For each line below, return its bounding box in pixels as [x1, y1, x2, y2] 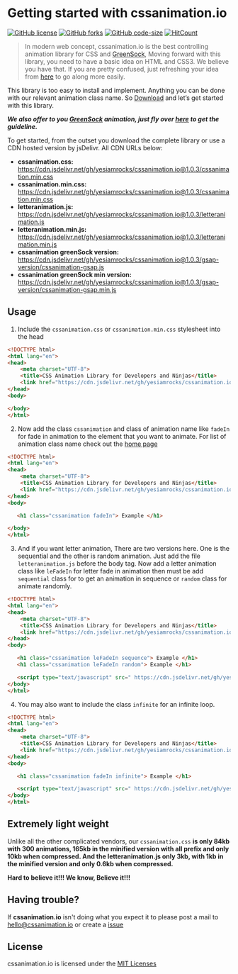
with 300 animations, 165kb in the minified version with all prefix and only [7, 844, 229, 853]
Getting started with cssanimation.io [7, 5, 227, 21]
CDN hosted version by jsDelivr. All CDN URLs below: [7, 143, 163, 152]
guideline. [7, 122, 38, 130]
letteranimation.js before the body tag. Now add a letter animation [17, 559, 217, 568]
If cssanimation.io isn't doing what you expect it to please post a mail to [7, 912, 219, 921]
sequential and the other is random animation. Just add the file [17, 552, 200, 561]
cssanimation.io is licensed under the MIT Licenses [7, 959, 157, 968]
